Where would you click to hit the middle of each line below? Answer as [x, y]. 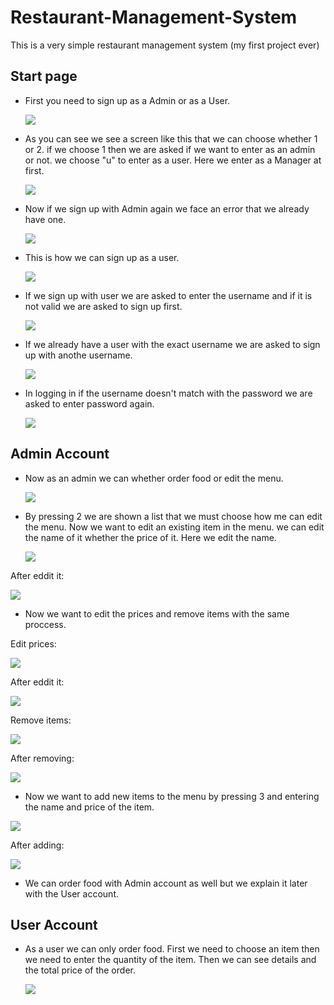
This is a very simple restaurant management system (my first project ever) [165, 45]
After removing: [42, 758]
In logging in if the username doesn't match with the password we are [168, 393]
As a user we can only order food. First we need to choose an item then [172, 949]
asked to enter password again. [89, 403]
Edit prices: [33, 643]
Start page [44, 76]
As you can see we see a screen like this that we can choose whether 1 [171, 138]
